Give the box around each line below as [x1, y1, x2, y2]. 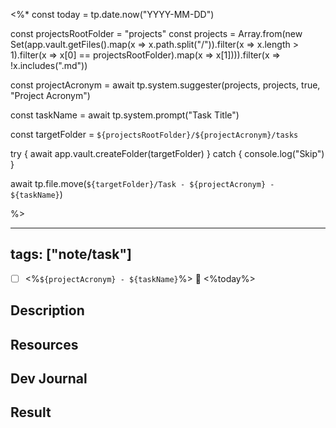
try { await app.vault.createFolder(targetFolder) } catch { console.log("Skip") [10, 148, 325, 159]
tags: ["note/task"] [10, 246, 133, 263]
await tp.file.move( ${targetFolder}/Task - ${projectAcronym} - [10, 178, 275, 189]
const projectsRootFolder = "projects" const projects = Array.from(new [10, 28, 303, 39]
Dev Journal [10, 370, 88, 388]
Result [10, 404, 52, 421]
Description [10, 302, 85, 319]
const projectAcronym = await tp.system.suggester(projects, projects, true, [10, 79, 321, 91]
